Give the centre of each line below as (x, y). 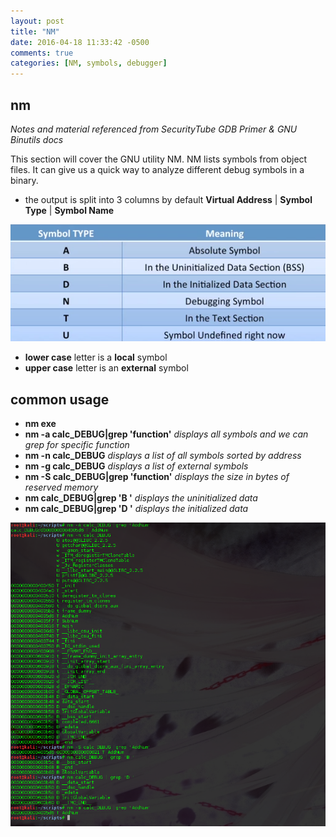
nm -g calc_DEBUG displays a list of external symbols (136, 466)
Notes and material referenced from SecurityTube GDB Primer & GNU (154, 129)
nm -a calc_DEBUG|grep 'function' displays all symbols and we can (166, 434)
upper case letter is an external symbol (106, 368)
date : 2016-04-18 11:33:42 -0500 (80, 42)
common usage (60, 399)
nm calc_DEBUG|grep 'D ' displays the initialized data (136, 509)
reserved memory (61, 487)
